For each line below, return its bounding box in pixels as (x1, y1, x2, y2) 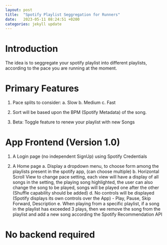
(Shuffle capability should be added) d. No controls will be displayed (12, 190, 154, 196)
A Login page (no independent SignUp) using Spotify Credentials (12, 153, 147, 159)
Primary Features (5, 83, 79, 94)
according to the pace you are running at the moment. (5, 65, 117, 71)
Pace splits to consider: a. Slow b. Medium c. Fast (12, 99, 116, 106)
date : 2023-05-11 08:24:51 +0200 (5, 17, 80, 22)
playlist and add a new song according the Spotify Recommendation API (12, 211, 162, 217)
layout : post (5, 7, 33, 13)
